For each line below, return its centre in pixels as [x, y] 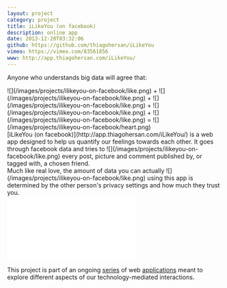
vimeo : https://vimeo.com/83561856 [58, 52]
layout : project [30, 13]
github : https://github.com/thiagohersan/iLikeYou [81, 45]
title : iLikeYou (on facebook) [52, 26]
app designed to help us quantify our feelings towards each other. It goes [110, 142]
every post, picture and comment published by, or [132, 156]
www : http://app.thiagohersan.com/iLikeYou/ [71, 58]
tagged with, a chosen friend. [49, 163]
